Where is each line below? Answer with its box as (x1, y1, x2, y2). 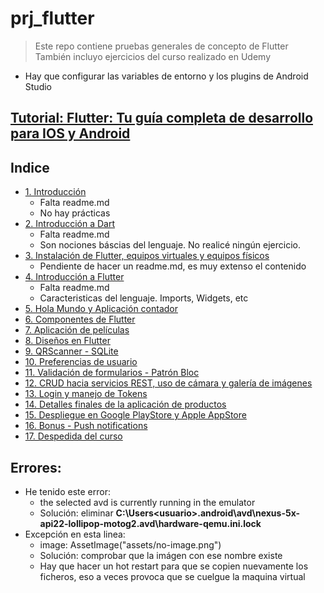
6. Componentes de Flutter (24, 313, 136, 326)
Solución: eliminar (39, 507, 114, 519)
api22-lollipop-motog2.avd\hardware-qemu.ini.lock (39, 517, 262, 529)
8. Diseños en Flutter (24, 335, 111, 347)
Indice (10, 159, 50, 176)
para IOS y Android (10, 125, 131, 142)
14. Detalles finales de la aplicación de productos (24, 398, 227, 411)
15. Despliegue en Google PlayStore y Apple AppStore (24, 409, 247, 421)
